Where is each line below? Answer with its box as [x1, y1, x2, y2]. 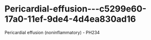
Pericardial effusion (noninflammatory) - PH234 [4, 29, 100, 35]
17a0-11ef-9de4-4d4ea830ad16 [4, 13, 136, 25]
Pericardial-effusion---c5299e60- [4, 3, 147, 14]
